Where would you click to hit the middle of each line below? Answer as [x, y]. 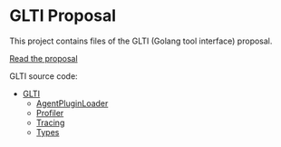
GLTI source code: [44, 76]
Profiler [50, 113]
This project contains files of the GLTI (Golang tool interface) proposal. [141, 41]
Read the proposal [44, 58]
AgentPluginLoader [72, 103]
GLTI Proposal [63, 16]
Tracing [50, 122]
